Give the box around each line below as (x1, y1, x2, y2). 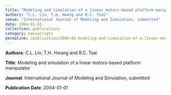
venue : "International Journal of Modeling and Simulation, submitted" (5, 17, 160, 22)
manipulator (5, 65, 31, 71)
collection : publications (5, 26, 60, 31)
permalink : (5, 36, 28, 41)
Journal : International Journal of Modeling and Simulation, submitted (5, 75, 150, 81)
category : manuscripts (5, 31, 53, 36)
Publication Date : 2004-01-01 (5, 84, 68, 90)
